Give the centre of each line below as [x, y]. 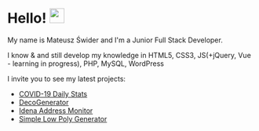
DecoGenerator [44, 102]
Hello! [27, 18]
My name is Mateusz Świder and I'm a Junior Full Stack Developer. [115, 40]
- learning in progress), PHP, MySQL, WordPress [86, 64]
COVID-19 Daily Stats [53, 93]
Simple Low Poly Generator [63, 118]
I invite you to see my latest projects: [67, 78]
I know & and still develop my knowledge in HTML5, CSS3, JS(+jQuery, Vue [129, 55]
